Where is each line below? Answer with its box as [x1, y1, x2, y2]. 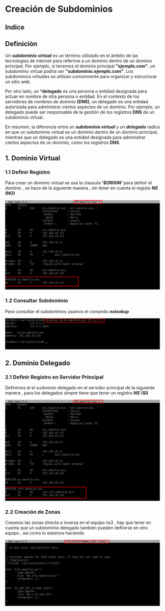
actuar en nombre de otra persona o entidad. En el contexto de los [5, 93, 139, 99]
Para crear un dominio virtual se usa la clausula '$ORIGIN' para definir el [5, 180, 152, 186]
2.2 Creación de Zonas [5, 509, 60, 516]
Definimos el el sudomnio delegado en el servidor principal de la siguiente [5, 385, 155, 391]
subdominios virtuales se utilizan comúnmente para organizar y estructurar [5, 74, 157, 80]
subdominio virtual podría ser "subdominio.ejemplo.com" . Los [5, 68, 134, 74]
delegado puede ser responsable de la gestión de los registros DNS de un [5, 109, 155, 115]
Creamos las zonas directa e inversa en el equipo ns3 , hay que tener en [5, 520, 151, 525]
